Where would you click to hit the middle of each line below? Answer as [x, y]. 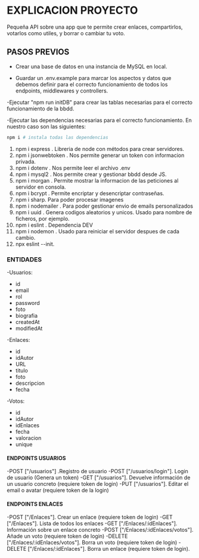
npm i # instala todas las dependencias [58, 137]
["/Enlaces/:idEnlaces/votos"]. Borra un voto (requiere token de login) [92, 542]
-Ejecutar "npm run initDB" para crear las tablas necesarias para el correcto [100, 102]
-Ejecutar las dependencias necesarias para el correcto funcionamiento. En [99, 120]
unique [24, 444]
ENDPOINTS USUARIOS [36, 458]
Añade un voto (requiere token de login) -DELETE [67, 536]
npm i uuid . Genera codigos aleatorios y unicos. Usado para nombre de [104, 212]
